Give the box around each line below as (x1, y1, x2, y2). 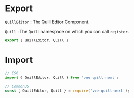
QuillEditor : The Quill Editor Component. (5, 19, 90, 25)
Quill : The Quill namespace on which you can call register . (5, 28, 129, 34)
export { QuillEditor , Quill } (5, 38, 69, 43)
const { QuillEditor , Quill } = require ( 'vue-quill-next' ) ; (5, 88, 130, 93)
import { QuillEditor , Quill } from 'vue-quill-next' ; (5, 75, 119, 80)
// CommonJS (5, 84, 29, 89)
